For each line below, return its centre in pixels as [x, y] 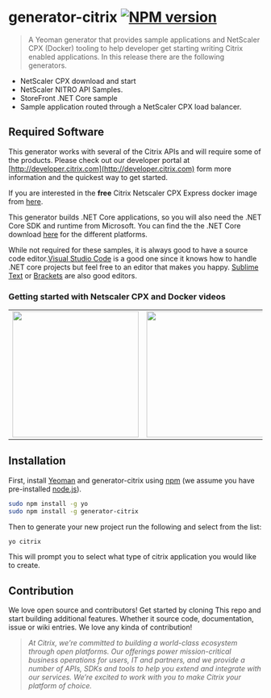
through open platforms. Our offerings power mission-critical [129, 652]
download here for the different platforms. [78, 234]
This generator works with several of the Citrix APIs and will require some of [135, 151]
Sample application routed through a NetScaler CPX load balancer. [131, 107]
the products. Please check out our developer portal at [99, 160]
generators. [47, 65]
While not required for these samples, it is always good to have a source [128, 249]
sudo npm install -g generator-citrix [73, 511]
